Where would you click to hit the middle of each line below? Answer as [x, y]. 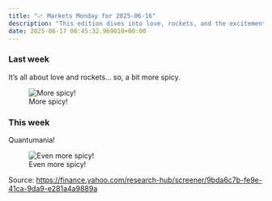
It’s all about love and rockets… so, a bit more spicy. [94, 77]
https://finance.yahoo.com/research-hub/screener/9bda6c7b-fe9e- [149, 180]
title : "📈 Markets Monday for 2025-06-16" [82, 16]
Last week [29, 59]
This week [29, 122]
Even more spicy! [57, 164]
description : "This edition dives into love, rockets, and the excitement [137, 24]
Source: [21, 180]
